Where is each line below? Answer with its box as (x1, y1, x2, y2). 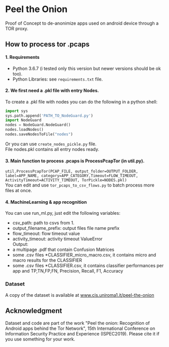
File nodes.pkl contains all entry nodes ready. (5, 146, 100, 152)
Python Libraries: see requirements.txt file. (12, 76, 103, 82)
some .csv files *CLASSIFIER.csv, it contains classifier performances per (12, 263, 164, 269)
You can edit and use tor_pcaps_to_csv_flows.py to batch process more (5, 182, 154, 188)
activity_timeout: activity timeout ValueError (12, 236, 103, 242)
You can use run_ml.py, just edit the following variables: (5, 210, 121, 216)
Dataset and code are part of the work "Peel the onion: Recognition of (5, 320, 150, 326)
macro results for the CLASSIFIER (12, 257, 82, 264)
